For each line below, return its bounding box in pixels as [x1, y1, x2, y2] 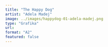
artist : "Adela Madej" [5, 12, 52, 17]
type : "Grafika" [5, 21, 39, 26]
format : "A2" [5, 30, 32, 35]
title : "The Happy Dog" [5, 7, 55, 12]
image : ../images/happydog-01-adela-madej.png [5, 16, 104, 21]
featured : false [5, 35, 39, 40]
